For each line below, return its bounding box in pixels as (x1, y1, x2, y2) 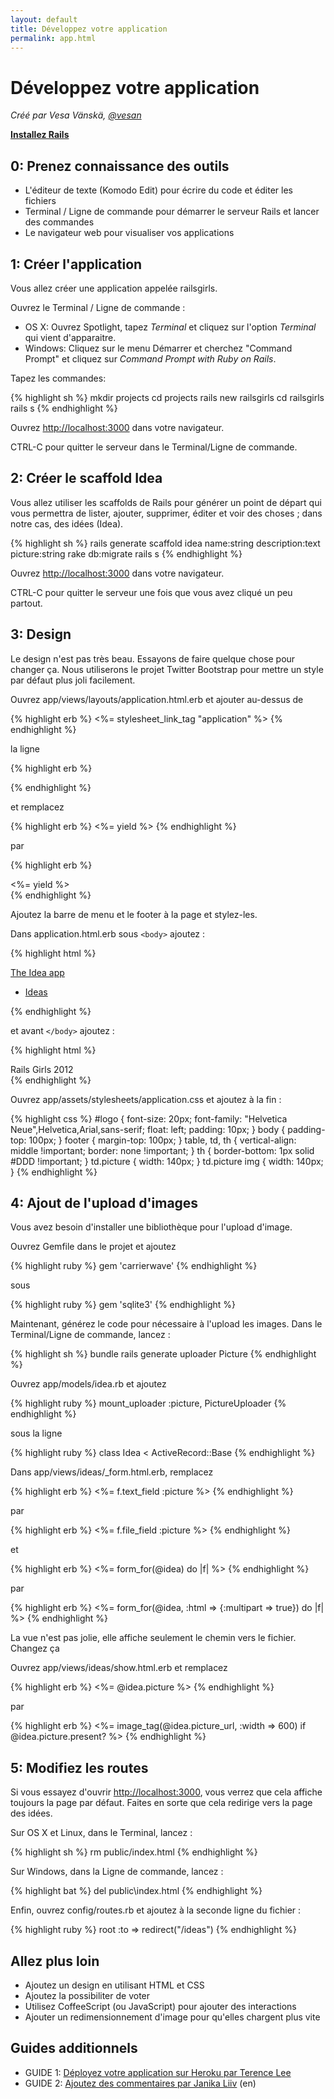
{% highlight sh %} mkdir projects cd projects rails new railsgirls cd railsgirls (10, 391, 325, 403)
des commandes (24, 216, 95, 228)
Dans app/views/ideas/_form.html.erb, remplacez (10, 1466, 214, 1478)
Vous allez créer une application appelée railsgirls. (10, 282, 218, 294)
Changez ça (10, 1642, 60, 1655)
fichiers (24, 195, 57, 207)
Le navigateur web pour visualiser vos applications (24, 227, 235, 239)
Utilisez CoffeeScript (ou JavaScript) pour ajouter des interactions (24, 2001, 297, 2012)
